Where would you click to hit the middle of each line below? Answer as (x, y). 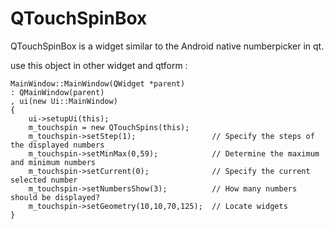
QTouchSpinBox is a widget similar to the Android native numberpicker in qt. (167, 46)
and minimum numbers (53, 162)
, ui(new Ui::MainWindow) (64, 101)
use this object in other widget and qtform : (99, 65)
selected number (44, 180)
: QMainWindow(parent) (57, 92)
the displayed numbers (57, 145)
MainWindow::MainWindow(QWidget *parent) (98, 83)
